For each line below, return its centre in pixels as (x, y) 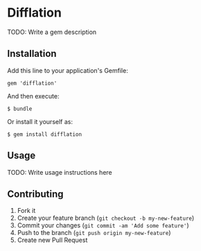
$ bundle (20, 109)
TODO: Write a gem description (52, 32)
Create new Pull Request (52, 240)
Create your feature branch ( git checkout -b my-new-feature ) (106, 218)
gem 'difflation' (32, 83)
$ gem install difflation (44, 134)
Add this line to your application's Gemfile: (68, 70)
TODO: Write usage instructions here (60, 172)
